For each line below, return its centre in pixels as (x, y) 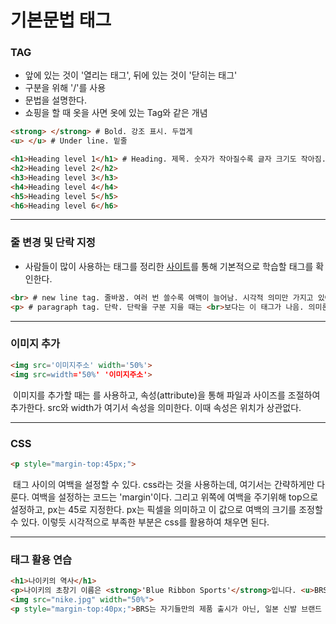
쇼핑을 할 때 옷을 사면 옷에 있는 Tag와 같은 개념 (116, 113)
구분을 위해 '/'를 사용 (65, 88)
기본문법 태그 (61, 20)
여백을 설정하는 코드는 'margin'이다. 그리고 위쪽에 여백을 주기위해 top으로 (175, 497)
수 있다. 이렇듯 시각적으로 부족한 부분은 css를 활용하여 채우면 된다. (140, 522)
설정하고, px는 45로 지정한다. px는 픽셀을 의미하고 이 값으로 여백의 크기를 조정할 (166, 509)
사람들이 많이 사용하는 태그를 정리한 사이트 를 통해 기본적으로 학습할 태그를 (169, 266)
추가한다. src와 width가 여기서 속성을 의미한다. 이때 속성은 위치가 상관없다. (156, 407)
